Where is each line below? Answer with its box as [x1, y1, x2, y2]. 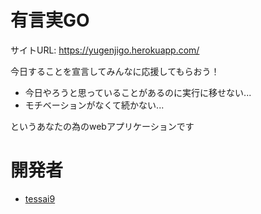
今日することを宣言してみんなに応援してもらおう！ [10, 65, 220, 77]
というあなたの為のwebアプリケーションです [10, 120, 195, 132]
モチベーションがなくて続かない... [24, 99, 165, 111]
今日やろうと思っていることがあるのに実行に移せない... [24, 86, 252, 98]
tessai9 [24, 192, 56, 205]
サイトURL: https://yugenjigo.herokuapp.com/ [10, 44, 200, 56]
